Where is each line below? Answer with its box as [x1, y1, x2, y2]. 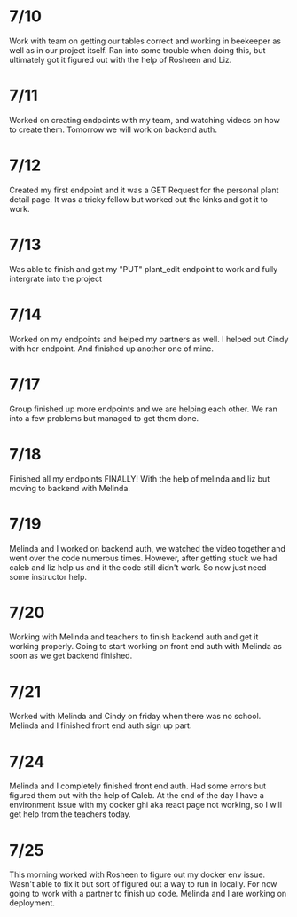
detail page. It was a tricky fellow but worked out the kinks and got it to [9, 193, 269, 205]
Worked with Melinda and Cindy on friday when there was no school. [9, 711, 262, 722]
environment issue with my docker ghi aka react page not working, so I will [9, 800, 282, 811]
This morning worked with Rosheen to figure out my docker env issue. [9, 869, 266, 880]
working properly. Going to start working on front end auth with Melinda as [9, 641, 282, 652]
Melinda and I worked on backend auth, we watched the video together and [9, 543, 285, 553]
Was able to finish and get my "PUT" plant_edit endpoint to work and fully [9, 263, 278, 274]
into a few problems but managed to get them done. [9, 412, 199, 423]
